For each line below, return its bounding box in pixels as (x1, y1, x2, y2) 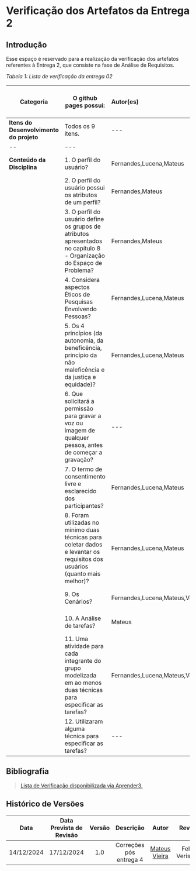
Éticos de (64, 291, 90, 298)
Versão (89, 824, 110, 832)
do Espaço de (64, 259, 103, 267)
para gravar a (64, 412, 101, 419)
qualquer (64, 434, 89, 442)
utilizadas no (64, 519, 100, 526)
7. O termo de (64, 465, 103, 473)
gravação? (64, 456, 93, 463)
